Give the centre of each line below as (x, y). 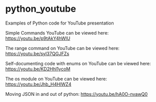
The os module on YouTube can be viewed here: (56, 79)
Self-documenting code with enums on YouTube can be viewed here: (78, 63)
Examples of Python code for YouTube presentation (60, 23)
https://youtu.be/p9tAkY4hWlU (38, 38)
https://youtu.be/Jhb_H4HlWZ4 (38, 84)
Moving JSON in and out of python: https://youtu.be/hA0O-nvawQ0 (76, 94)
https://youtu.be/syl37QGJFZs (37, 54)
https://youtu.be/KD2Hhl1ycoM (38, 69)
